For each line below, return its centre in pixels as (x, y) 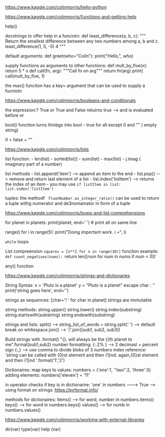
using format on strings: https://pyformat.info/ (52, 390)
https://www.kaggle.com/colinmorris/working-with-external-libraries (75, 419)
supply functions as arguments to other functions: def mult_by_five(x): (76, 66)
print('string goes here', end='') (37, 290)
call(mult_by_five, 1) (25, 76)
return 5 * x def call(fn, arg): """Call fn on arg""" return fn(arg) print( (74, 71)
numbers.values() (23, 410)
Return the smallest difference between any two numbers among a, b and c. (82, 41)
